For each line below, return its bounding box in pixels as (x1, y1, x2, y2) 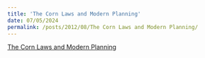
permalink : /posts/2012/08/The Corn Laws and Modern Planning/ (7, 23, 199, 30)
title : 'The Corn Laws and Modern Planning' (7, 10, 141, 18)
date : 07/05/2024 (7, 17, 59, 24)
